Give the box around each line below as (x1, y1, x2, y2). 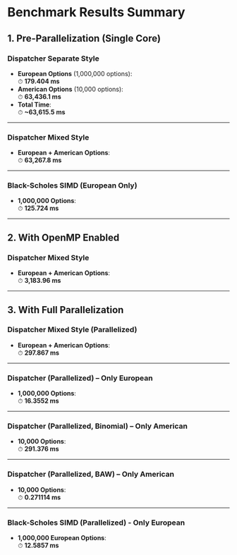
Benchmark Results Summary (7, 4, 186, 20)
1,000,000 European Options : (17, 534, 107, 542)
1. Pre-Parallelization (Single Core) (7, 32, 161, 44)
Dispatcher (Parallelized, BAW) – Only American (7, 470, 175, 480)
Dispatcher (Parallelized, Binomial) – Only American (7, 421, 188, 431)
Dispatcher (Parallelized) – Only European (7, 373, 153, 383)
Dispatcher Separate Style (7, 54, 100, 63)
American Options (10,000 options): (17, 85, 123, 93)
